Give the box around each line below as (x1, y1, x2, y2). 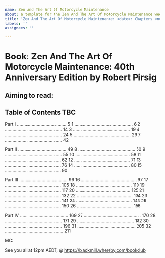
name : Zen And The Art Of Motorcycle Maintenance (5, 7, 109, 12)
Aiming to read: (5, 91, 54, 100)
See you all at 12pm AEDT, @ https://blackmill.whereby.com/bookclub (5, 247, 146, 253)
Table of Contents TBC (5, 108, 76, 116)
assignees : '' (5, 26, 34, 30)
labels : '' (5, 21, 27, 26)
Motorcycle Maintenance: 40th (5, 61, 135, 73)
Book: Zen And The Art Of (5, 51, 112, 62)
